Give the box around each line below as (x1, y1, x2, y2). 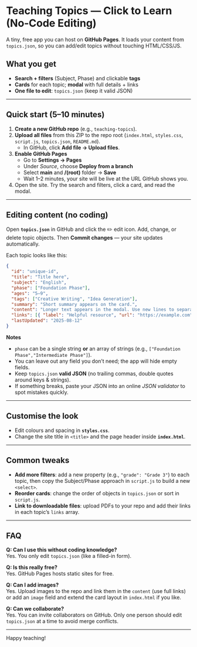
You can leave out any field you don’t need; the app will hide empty (14, 357, 178, 365)
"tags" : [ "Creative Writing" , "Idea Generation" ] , (11, 296, 138, 302)
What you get (6, 59, 57, 69)
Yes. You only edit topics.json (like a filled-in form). (6, 553, 132, 560)
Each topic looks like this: (6, 252, 67, 259)
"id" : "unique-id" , (11, 268, 59, 275)
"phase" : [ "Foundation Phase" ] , (11, 285, 91, 291)
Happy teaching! (6, 635, 46, 642)
